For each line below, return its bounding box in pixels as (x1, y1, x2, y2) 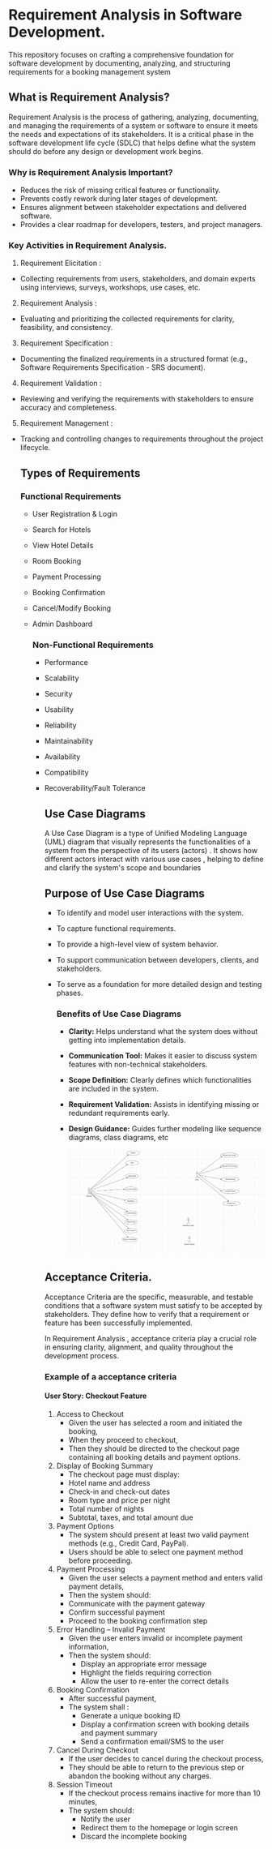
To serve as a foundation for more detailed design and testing (56, 979, 262, 989)
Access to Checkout (56, 1409, 124, 1418)
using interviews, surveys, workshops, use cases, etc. (19, 282, 201, 293)
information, (68, 1641, 109, 1651)
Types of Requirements (19, 466, 141, 480)
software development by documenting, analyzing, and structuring (8, 58, 231, 68)
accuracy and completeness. (19, 403, 117, 413)
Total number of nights (68, 1504, 144, 1513)
